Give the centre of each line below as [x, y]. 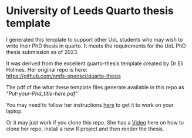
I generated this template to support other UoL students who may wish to [95, 39]
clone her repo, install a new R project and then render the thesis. [85, 129]
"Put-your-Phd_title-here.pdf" [42, 93]
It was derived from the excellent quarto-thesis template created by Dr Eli [95, 63]
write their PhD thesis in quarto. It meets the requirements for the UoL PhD [96, 46]
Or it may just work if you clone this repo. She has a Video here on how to [95, 122]
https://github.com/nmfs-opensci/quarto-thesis [64, 76]
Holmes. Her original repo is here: [47, 69]
